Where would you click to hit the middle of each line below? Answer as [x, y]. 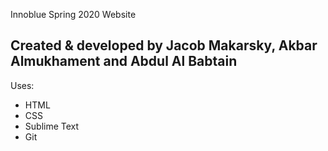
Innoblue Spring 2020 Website [73, 14]
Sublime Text [52, 126]
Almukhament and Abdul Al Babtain [124, 61]
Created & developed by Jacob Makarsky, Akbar [164, 45]
